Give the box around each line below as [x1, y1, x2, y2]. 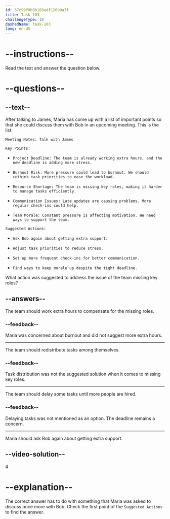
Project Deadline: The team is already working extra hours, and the [12, 156, 163, 161]
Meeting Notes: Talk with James [5, 137, 73, 142]
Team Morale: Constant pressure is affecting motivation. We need [12, 213, 156, 218]
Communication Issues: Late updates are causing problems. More [12, 199, 151, 204]
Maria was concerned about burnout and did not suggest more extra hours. [5, 332, 163, 338]
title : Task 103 [5, 12, 39, 17]
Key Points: [5, 146, 30, 151]
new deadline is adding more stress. [12, 160, 93, 166]
